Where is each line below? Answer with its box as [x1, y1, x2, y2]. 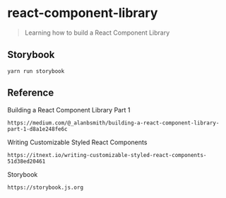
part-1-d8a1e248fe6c [7, 125, 69, 132]
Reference [7, 87, 54, 99]
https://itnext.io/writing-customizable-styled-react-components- [7, 151, 207, 158]
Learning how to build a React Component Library [24, 28, 170, 37]
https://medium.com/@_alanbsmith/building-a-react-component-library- [7, 119, 220, 127]
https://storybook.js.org [7, 184, 83, 191]
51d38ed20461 [7, 158, 46, 165]
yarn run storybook [7, 67, 65, 75]
